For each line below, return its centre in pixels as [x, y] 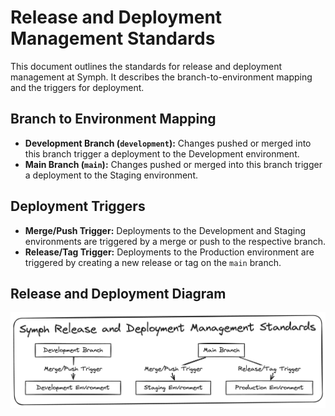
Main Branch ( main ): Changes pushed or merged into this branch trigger [173, 164]
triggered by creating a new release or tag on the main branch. [153, 262]
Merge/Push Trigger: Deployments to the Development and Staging [165, 230]
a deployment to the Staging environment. [111, 175]
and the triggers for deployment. [77, 87]
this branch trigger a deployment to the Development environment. [162, 153]
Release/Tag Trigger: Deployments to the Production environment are [169, 252]
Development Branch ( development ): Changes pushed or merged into [168, 143]
